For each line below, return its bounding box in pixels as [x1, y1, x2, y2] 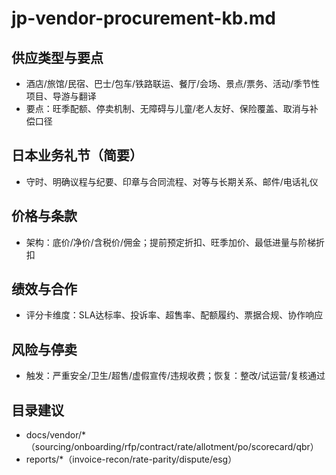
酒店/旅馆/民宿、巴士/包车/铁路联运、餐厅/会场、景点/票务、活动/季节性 [25, 78, 321, 89]
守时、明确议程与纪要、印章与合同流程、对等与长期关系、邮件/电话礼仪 [25, 175, 319, 187]
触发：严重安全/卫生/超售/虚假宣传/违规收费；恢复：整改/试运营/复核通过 [25, 370, 326, 382]
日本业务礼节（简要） [11, 147, 143, 164]
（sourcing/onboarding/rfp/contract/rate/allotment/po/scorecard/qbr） [25, 441, 319, 453]
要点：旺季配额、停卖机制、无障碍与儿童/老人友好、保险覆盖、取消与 [25, 103, 310, 114]
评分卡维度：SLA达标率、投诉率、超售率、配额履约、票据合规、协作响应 [25, 309, 324, 321]
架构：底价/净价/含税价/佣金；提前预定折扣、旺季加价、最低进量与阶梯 [25, 236, 316, 248]
